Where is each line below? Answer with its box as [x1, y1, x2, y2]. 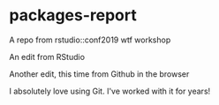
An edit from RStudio [9, 51, 86, 62]
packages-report [9, 5, 137, 26]
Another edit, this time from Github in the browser [9, 68, 190, 79]
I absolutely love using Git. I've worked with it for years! [9, 86, 211, 96]
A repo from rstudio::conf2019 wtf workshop [9, 34, 171, 45]
